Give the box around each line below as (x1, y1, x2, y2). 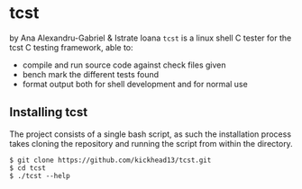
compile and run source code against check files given (22, 59, 226, 70)
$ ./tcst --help (9, 171, 70, 180)
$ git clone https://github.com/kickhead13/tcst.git (9, 156, 212, 165)
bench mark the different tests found (22, 68, 160, 79)
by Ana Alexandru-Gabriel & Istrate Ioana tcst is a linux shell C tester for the (9, 32, 292, 43)
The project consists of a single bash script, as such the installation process (9, 129, 291, 139)
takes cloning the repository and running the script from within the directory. (9, 138, 293, 148)
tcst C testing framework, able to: (9, 41, 133, 52)
